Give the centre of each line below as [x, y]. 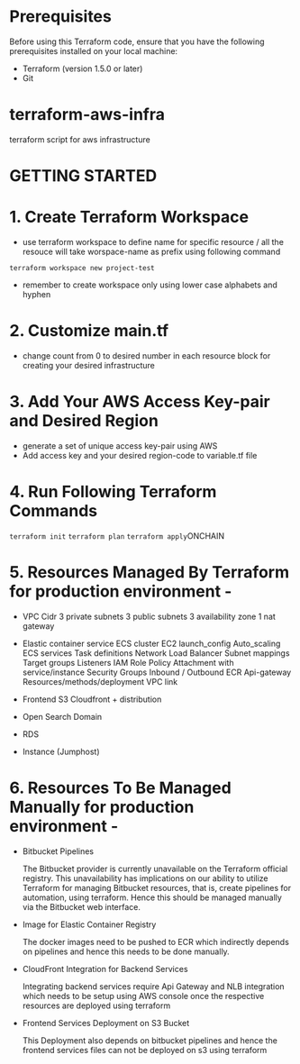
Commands [54, 511]
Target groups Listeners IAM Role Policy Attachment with [128, 662]
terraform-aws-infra [87, 115]
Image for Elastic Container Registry [89, 924]
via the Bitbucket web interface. [82, 906]
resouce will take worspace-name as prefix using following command [151, 251]
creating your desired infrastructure [89, 365]
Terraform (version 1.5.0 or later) [82, 68]
